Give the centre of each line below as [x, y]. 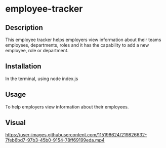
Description [24, 28]
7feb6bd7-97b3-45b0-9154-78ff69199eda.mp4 [55, 140]
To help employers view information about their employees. [67, 106]
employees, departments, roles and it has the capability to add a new [77, 45]
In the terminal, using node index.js [42, 79]
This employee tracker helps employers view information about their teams [83, 40]
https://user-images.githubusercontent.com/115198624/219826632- [76, 135]
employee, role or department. [37, 50]
